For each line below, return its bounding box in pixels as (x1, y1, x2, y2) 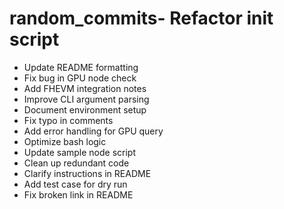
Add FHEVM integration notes (23, 82, 147, 94)
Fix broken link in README (23, 188, 134, 201)
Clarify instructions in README (23, 167, 152, 179)
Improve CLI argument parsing (23, 93, 150, 105)
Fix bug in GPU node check (23, 72, 137, 84)
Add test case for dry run (23, 178, 128, 190)
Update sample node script (23, 146, 137, 158)
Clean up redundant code (23, 157, 130, 169)
